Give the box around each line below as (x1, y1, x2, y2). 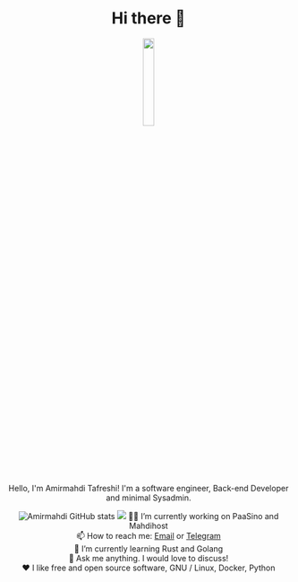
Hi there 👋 (111, 8, 186, 29)
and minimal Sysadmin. (105, 492, 192, 503)
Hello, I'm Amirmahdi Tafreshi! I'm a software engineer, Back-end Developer (8, 482, 289, 493)
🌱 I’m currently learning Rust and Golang (73, 543, 224, 554)
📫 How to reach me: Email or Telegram (75, 530, 222, 541)
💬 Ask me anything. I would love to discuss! (68, 552, 229, 563)
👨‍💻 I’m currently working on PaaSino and (127, 510, 279, 521)
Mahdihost (129, 520, 168, 531)
